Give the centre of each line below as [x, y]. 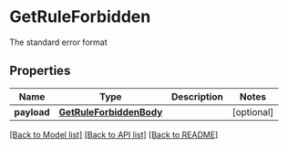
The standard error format [58, 42]
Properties [40, 71]
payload [32, 112]
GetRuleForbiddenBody [111, 112]
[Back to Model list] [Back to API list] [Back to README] [114, 134]
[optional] [253, 112]
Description [197, 96]
